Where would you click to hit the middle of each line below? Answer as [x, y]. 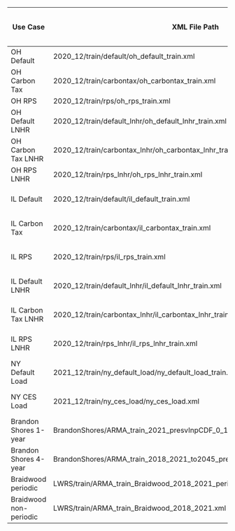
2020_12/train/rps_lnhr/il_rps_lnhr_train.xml [125, 344]
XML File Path [195, 27]
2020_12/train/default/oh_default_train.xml [124, 56]
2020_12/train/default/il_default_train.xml [121, 199]
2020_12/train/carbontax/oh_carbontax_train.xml [134, 81]
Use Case [29, 27]
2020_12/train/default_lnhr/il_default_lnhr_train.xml [137, 285]
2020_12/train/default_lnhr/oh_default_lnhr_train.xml [140, 121]
